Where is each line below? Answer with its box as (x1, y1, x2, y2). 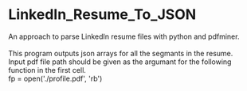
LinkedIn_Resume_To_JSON (8, 6, 197, 24)
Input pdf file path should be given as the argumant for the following (8, 57, 232, 66)
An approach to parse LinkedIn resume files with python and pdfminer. (8, 32, 240, 41)
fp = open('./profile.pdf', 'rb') (8, 74, 103, 83)
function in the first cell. (8, 65, 86, 74)
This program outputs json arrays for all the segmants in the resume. (8, 48, 233, 58)
